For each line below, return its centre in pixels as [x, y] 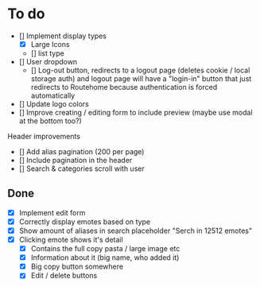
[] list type [47, 53]
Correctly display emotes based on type [85, 221]
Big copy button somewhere [77, 266]
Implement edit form [52, 212]
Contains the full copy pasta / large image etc [105, 249]
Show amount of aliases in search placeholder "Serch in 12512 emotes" [136, 231]
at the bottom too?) [50, 121]
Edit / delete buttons [64, 276]
